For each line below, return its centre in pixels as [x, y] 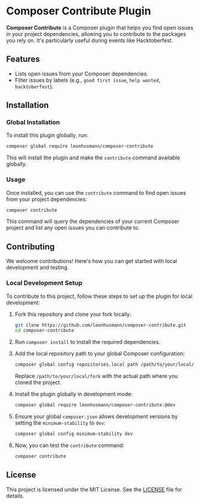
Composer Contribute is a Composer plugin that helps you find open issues [100, 28]
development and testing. [38, 267]
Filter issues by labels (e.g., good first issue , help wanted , [87, 80]
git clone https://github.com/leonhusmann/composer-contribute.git [100, 325]
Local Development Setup [44, 283]
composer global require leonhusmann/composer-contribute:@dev [95, 405]
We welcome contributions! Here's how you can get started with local [92, 261]
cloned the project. [38, 382]
